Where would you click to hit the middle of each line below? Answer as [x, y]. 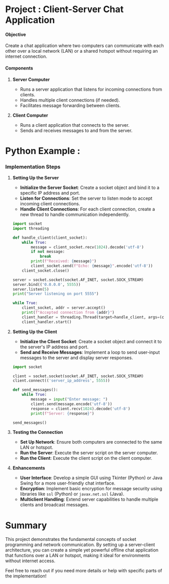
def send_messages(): [35, 390]
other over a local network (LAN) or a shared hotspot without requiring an [81, 51]
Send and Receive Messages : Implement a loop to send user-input [90, 352]
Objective [16, 34]
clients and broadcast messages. [54, 505]
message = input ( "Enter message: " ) [69, 399]
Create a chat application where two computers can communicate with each [84, 46]
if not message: [48, 252]
